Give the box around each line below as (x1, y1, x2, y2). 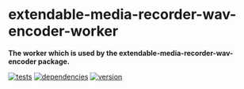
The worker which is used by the (8, 48, 118, 57)
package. (38, 57, 70, 66)
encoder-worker (8, 22, 119, 40)
